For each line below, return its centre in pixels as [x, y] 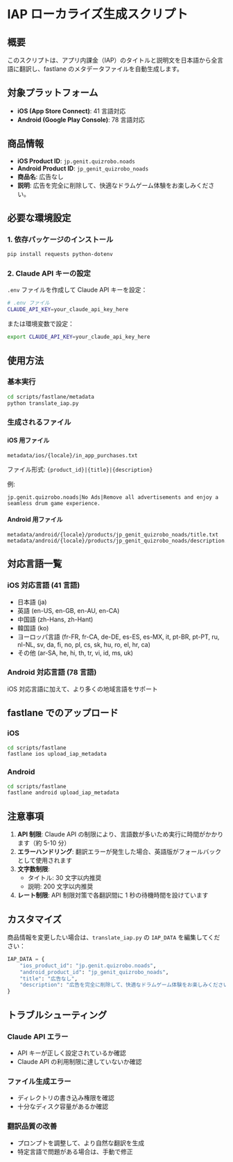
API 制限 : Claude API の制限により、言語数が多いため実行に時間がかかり [120, 834]
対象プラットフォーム [53, 93]
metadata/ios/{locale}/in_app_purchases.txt [72, 455]
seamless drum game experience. [54, 503]
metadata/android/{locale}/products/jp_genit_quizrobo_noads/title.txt [113, 534]
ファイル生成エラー [39, 1081]
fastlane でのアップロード [63, 713]
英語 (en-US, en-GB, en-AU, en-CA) [68, 610]
